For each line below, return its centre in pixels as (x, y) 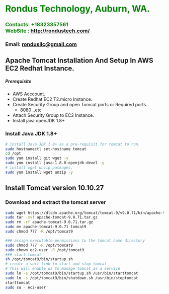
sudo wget (16, 213)
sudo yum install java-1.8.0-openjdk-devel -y (55, 163)
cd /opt (13, 154)
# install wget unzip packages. (39, 168)
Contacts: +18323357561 (37, 25)
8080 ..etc (31, 110)
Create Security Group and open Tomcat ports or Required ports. (80, 105)
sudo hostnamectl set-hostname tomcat (46, 149)
